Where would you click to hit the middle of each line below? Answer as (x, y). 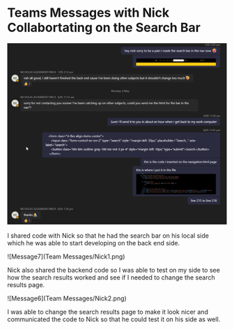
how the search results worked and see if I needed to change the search (111, 277)
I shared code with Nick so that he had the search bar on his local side (108, 236)
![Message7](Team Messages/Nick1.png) (66, 257)
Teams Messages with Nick (88, 13)
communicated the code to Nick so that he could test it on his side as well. (114, 319)
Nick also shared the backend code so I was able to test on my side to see (114, 270)
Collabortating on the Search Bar (104, 28)
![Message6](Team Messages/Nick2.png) (67, 298)
